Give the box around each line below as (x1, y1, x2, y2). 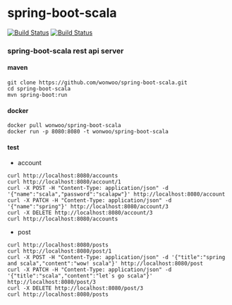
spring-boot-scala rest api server (7, 46, 124, 56)
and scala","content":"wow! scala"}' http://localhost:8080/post (7, 260, 203, 268)
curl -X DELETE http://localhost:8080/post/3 (7, 285, 143, 292)
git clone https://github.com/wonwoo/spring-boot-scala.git (7, 79, 188, 86)
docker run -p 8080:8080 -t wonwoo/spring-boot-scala (7, 128, 169, 136)
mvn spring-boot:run (7, 92, 68, 99)
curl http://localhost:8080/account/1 (7, 179, 121, 186)
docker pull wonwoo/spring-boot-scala (7, 122, 121, 129)
